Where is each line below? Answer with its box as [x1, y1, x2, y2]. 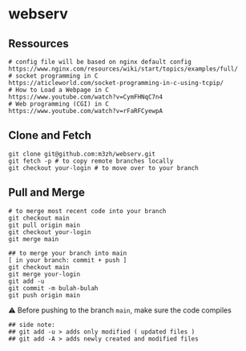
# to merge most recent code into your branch [8, 207, 167, 215]
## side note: [8, 321, 56, 329]
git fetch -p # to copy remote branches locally [8, 157, 174, 165]
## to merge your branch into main [8, 249, 127, 257]
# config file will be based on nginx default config [8, 58, 192, 66]
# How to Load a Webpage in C [8, 86, 110, 94]
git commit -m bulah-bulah [8, 284, 99, 292]
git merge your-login [8, 270, 81, 278]
